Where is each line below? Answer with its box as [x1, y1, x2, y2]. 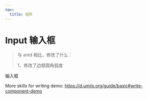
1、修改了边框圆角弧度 [17, 62, 63, 68]
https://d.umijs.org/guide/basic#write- [64, 83, 143, 89]
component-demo [5, 88, 42, 94]
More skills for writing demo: [5, 83, 64, 89]
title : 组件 [9, 12, 33, 17]
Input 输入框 [5, 35, 56, 46]
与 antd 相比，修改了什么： [17, 52, 73, 58]
